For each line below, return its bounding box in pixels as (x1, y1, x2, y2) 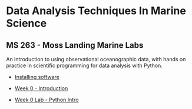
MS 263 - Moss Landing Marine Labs (6, 40, 144, 50)
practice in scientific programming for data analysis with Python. (6, 62, 163, 69)
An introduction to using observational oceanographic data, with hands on (6, 56, 186, 62)
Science (6, 16, 47, 30)
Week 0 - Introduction (14, 85, 68, 92)
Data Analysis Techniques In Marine (6, 4, 187, 18)
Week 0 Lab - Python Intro (14, 96, 79, 103)
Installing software (14, 74, 60, 80)
